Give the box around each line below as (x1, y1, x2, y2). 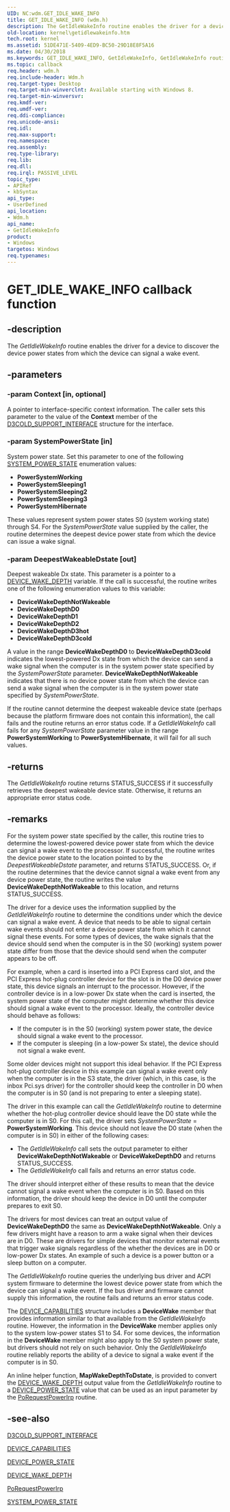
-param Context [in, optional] (7, 389, 106, 399)
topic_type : (7, 176, 41, 182)
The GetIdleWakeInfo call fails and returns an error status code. (16, 1166, 196, 1175)
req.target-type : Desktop (7, 80, 81, 87)
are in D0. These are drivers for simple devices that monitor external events (7, 1236, 220, 1245)
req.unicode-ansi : (7, 118, 60, 125)
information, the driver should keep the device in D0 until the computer (7, 1194, 207, 1202)
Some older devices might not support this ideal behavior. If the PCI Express (7, 1059, 222, 1068)
